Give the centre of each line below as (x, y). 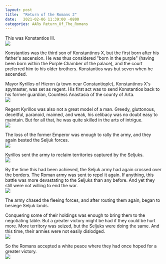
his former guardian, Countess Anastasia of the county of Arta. (70, 95)
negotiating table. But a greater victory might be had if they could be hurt (80, 221)
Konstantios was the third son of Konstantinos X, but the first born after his (82, 53)
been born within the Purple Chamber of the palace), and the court (74, 64)
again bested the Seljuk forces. (37, 140)
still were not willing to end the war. (42, 186)
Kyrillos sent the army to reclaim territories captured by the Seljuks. (74, 155)
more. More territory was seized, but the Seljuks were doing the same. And (82, 226)
